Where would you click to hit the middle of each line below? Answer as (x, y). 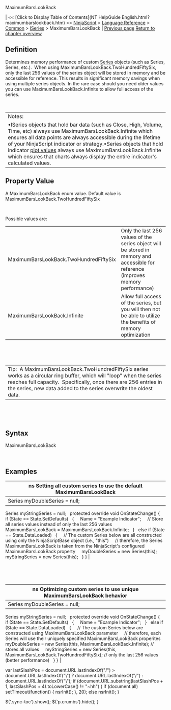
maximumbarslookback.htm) (35, 23)
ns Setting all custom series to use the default (85, 486)
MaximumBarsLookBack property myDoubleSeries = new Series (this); (81, 552)
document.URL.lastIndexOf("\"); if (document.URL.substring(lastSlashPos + (84, 681)
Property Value (30, 181)
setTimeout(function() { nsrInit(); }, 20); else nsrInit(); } (62, 692)
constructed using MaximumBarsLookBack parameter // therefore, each (83, 633)
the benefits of (138, 322)
